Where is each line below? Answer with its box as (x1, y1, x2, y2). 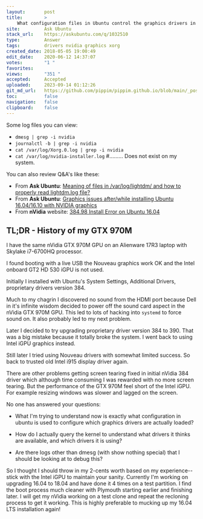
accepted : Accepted (6, 76, 66, 82)
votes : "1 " (6, 59, 56, 65)
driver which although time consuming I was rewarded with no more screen (6, 376, 195, 383)
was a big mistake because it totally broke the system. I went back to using (6, 334, 193, 341)
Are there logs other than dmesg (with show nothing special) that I (14, 449, 180, 456)
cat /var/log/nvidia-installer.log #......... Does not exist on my (14, 152, 177, 159)
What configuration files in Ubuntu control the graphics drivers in (17, 20, 196, 26)
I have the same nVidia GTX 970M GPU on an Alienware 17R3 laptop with (6, 242, 187, 249)
